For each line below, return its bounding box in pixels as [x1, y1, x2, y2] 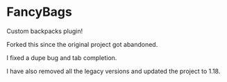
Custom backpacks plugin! [6, 27, 83, 35]
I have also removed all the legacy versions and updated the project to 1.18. [6, 67, 221, 75]
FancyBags [6, 4, 72, 20]
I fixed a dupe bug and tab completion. [6, 53, 117, 62]
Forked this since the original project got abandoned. [6, 40, 158, 48]
